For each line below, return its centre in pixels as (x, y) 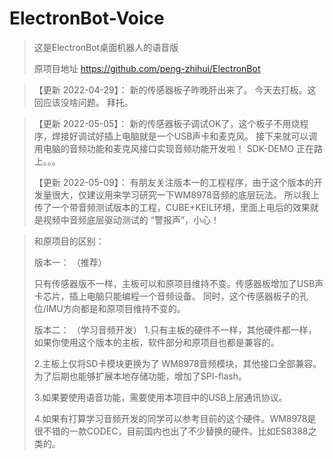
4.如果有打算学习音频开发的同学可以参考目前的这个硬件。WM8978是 (175, 418)
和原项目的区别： (69, 241)
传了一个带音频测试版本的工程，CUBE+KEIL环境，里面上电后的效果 (172, 207)
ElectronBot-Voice (87, 18)
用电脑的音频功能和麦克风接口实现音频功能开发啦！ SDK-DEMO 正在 (173, 148)
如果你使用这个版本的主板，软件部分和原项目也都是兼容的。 (156, 342)
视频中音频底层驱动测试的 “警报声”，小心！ (131, 219)
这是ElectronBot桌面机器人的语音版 (106, 47)
